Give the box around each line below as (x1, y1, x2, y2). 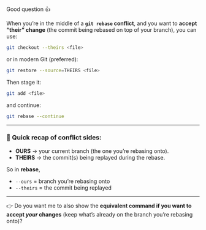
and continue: (6, 101, 42, 109)
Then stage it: (6, 78, 42, 86)
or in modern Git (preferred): (6, 55, 78, 63)
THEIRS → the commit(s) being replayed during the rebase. (15, 154, 166, 161)
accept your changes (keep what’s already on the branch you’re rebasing (6, 210, 193, 218)
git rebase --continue (6, 113, 64, 119)
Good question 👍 (6, 6, 51, 13)
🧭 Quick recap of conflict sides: (6, 133, 102, 142)
